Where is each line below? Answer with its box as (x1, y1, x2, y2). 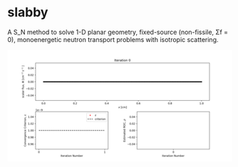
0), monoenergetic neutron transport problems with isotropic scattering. (7, 35, 219, 43)
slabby (7, 4, 48, 21)
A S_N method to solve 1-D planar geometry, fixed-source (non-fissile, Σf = (7, 28, 229, 36)
